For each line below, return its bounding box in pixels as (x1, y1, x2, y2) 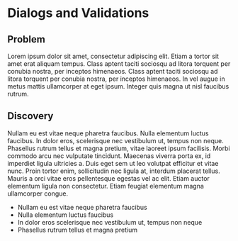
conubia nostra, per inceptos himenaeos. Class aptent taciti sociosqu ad (7, 67, 218, 75)
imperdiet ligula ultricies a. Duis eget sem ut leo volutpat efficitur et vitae (7, 159, 219, 167)
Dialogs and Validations (7, 5, 149, 21)
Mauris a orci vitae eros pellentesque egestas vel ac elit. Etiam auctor (7, 174, 210, 182)
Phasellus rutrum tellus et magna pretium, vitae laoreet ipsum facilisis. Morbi (7, 144, 230, 152)
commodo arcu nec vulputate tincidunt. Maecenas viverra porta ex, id (7, 151, 211, 160)
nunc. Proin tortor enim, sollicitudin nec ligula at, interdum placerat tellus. (7, 167, 221, 175)
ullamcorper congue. (7, 189, 69, 198)
